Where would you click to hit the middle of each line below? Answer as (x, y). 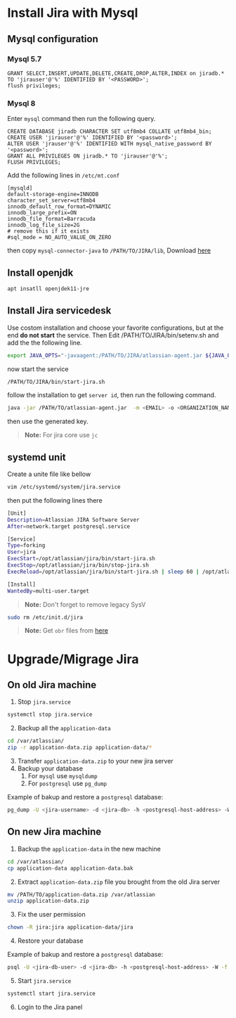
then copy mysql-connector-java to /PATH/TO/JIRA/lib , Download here (109, 250)
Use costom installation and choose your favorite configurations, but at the (116, 328)
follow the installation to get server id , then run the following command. (112, 395)
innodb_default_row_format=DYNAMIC (59, 207)
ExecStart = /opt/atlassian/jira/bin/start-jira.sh (81, 559)
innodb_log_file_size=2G (44, 225)
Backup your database (50, 768)
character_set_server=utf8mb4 (52, 201)
